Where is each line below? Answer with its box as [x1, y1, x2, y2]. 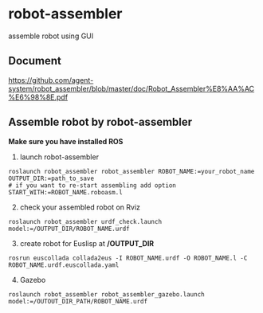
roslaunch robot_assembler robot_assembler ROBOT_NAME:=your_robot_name [8, 167, 255, 175]
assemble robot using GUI [8, 31, 94, 41]
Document [8, 54, 61, 68]
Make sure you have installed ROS [8, 136, 124, 146]
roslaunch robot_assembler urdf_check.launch [8, 217, 162, 225]
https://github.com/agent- [8, 75, 94, 84]
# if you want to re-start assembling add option [8, 181, 177, 190]
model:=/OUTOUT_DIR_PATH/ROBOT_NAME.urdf [8, 297, 148, 305]
